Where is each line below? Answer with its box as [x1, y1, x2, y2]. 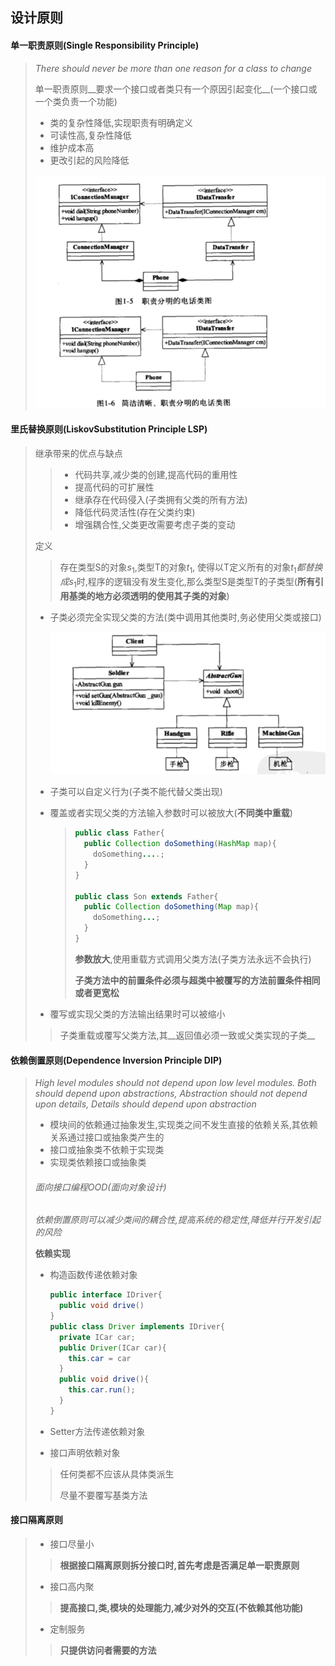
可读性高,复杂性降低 [49, 129, 132, 141]
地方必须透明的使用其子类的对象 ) [94, 589, 230, 602]
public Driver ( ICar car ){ [58, 1343, 167, 1353]
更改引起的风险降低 [49, 154, 130, 166]
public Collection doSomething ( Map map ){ [83, 902, 259, 912]
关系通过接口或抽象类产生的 [49, 1131, 165, 1143]
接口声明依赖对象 [49, 1446, 121, 1458]
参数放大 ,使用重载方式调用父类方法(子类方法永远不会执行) [74, 953, 312, 965]
